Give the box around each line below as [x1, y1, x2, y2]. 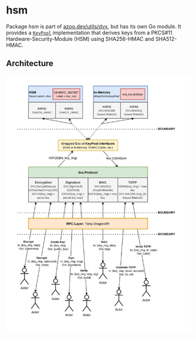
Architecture [6, 59, 54, 69]
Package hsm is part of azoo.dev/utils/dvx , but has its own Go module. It [6, 23, 181, 30]
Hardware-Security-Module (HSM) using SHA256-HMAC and [6, 35, 154, 42]
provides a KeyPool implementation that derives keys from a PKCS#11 [6, 29, 173, 36]
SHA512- [155, 35, 177, 42]
